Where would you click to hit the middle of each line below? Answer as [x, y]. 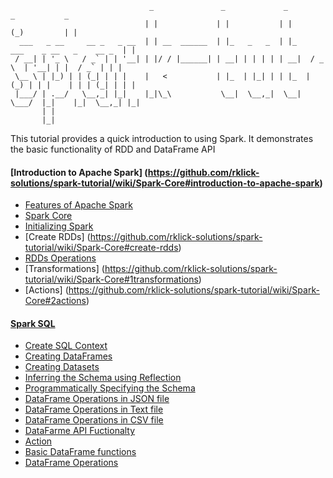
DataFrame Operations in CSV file [94, 420]
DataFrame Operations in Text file [94, 409]
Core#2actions [55, 301]
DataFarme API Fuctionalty [80, 431]
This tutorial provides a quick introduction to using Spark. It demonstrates [162, 138]
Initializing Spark [59, 226]
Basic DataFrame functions [80, 452]
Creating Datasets [62, 367]
